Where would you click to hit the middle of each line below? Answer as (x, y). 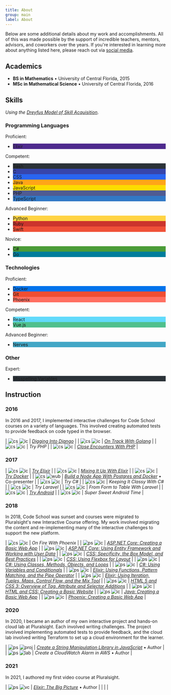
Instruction (23, 395)
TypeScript (24, 199)
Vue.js (19, 325)
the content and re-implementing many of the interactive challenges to (79, 528)
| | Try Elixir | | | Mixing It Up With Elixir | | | (81, 471)
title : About (19, 10)
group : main (18, 15)
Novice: (13, 239)
